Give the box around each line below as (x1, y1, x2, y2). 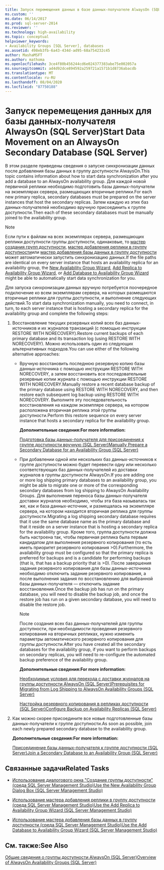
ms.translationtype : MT (5, 71, 54, 76)
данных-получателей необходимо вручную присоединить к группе (5, 205, 146, 210)
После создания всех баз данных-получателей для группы (19, 621, 143, 626)
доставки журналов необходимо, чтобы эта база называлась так (19, 498, 156, 504)
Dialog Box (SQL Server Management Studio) (12, 787, 103, 793)
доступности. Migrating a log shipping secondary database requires (19, 514, 156, 519)
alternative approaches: (12, 351, 60, 357)
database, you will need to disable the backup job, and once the (19, 591, 148, 597)
